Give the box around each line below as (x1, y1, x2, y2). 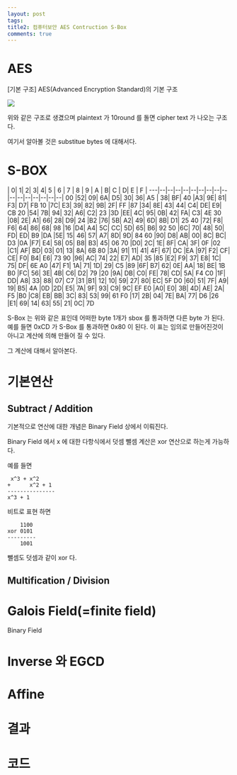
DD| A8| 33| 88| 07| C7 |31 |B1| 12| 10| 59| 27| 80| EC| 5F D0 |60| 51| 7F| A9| (7, 277, 229, 285)
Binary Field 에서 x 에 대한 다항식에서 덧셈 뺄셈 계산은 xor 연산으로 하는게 (7, 437, 211, 446)
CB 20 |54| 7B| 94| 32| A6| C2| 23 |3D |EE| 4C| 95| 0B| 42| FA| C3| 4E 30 (7, 208, 221, 217)
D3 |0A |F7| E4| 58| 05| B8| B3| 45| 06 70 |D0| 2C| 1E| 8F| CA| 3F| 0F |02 (7, 239, 221, 247)
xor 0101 (7, 528, 33, 535)
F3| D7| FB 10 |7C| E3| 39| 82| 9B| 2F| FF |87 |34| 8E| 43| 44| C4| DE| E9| (7, 201, 222, 210)
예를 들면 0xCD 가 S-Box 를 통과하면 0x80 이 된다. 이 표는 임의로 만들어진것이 (7, 323, 224, 331)
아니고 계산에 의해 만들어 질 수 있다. (7, 331, 105, 340)
